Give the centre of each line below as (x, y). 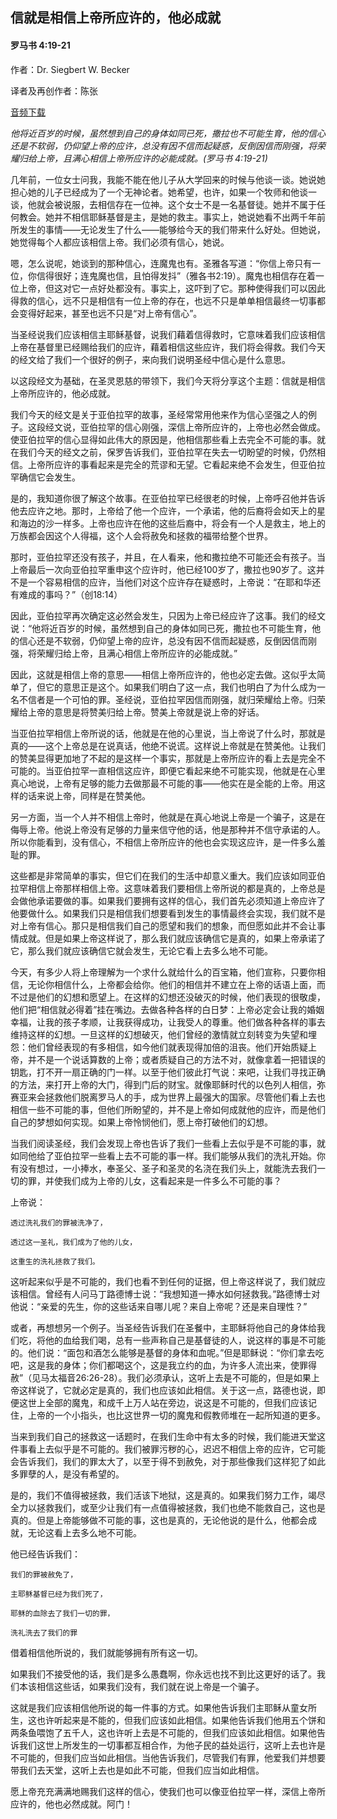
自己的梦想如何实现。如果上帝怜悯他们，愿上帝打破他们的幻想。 (141, 1122)
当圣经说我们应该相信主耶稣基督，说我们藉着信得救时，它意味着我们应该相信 (168, 334)
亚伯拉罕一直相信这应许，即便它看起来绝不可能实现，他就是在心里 (189, 770)
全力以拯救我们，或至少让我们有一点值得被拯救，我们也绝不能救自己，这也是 (168, 1507)
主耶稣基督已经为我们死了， (59, 1594)
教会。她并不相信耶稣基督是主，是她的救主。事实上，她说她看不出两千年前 (172, 217)
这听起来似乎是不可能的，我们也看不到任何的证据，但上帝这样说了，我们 (159, 1281)
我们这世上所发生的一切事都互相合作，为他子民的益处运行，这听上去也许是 (172, 1745)
